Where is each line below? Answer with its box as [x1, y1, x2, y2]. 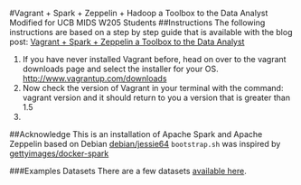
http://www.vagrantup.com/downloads [22, 73, 167, 84]
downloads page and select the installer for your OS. [22, 63, 219, 74]
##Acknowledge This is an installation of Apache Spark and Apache [9, 129, 263, 139]
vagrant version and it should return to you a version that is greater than [22, 92, 291, 103]
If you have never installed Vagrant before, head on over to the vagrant [22, 54, 287, 64]
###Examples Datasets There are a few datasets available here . [9, 166, 247, 176]
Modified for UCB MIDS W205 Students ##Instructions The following [9, 17, 266, 28]
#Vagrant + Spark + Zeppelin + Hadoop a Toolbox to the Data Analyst [9, 8, 268, 18]
